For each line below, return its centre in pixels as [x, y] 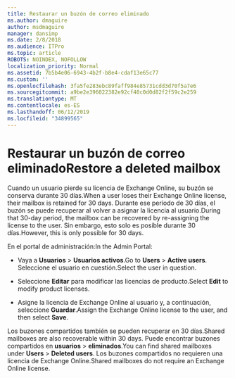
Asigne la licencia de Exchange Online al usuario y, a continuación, [114, 302]
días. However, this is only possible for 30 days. [76, 232]
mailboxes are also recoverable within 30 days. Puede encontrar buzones [114, 338]
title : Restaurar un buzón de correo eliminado [78, 14]
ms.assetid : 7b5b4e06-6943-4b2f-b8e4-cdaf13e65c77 [83, 73]
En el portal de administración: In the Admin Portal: [80, 246]
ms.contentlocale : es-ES [44, 106]
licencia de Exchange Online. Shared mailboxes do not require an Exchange [116, 360]
